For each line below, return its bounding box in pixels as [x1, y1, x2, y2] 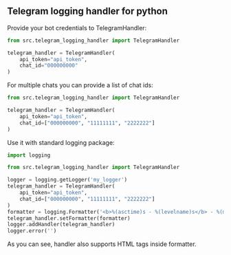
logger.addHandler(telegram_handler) [7, 221, 115, 228]
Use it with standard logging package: [7, 138, 115, 146]
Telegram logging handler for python [7, 5, 168, 17]
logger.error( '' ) [7, 228, 57, 234]
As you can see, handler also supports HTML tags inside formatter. [7, 240, 197, 248]
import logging [7, 151, 51, 159]
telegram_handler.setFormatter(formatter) [7, 214, 131, 222]
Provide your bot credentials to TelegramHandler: [7, 23, 147, 32]
